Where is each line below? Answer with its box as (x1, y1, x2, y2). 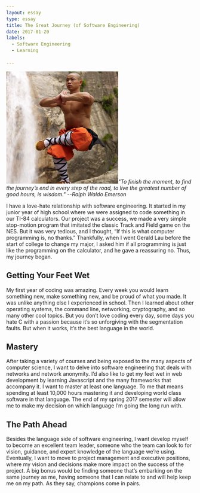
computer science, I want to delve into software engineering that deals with (6, 364, 192, 371)
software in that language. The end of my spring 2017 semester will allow (6, 395, 186, 403)
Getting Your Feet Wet (6, 270, 90, 281)
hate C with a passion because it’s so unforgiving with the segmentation (6, 318, 183, 325)
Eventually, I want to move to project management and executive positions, (6, 455, 190, 462)
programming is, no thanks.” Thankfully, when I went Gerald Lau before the (6, 234, 191, 241)
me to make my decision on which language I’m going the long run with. (6, 402, 183, 409)
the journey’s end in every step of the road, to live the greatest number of (6, 184, 187, 191)
